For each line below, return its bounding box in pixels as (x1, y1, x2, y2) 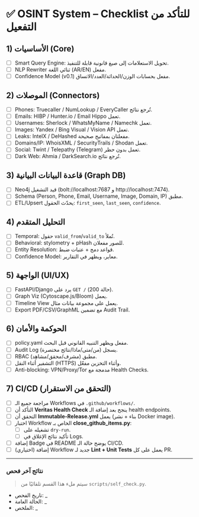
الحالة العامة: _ (14, 498, 47, 505)
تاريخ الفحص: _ (14, 492, 48, 499)
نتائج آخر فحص (6, 467, 43, 475)
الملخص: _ (14, 505, 38, 512)
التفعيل (6, 20, 37, 34)
